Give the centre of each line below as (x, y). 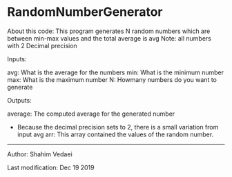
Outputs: (20, 100)
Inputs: (17, 59)
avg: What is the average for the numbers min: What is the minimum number (116, 72)
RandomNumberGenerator (85, 12)
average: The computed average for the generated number (91, 114)
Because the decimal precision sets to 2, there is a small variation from (118, 127)
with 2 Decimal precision (42, 45)
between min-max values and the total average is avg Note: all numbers (109, 38)
